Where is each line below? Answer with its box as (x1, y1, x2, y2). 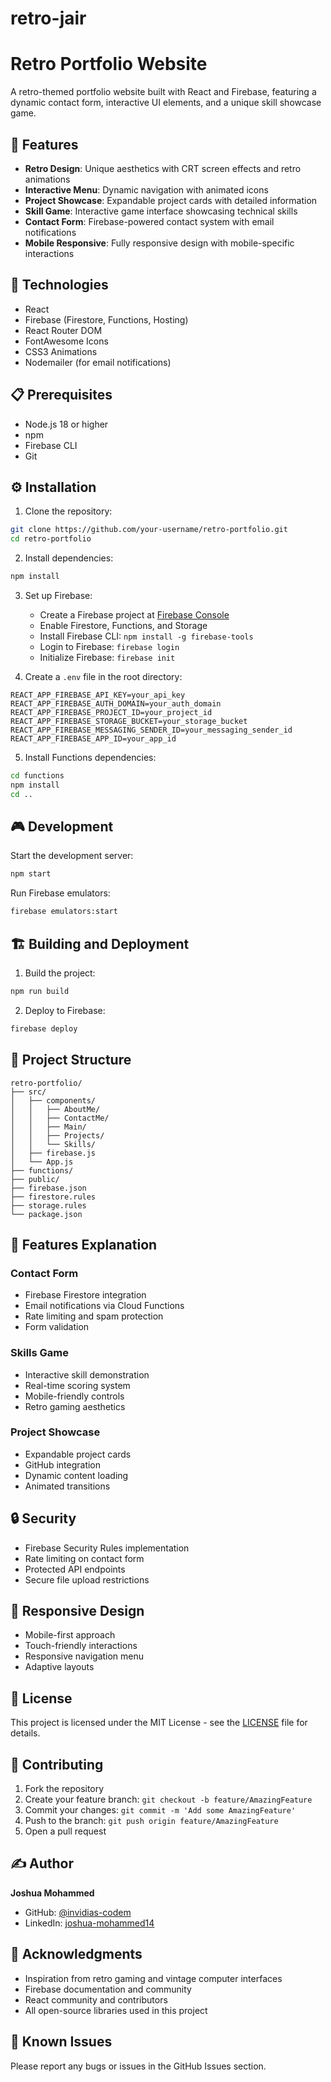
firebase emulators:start (10, 907, 118, 917)
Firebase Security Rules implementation (24, 1542, 190, 1554)
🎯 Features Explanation (10, 1236, 158, 1253)
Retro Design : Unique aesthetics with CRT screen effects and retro (24, 162, 302, 174)
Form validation (24, 1321, 90, 1333)
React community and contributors (24, 1993, 168, 2006)
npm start (10, 869, 52, 879)
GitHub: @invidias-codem (24, 1906, 132, 1918)
